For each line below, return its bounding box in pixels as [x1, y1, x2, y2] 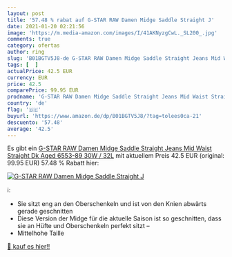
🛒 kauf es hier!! [7, 243, 50, 251]
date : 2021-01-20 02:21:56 [7, 23, 85, 30]
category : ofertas [7, 42, 60, 49]
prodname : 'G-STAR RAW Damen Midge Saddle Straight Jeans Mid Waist [7, 94, 209, 101]
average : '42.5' [7, 125, 54, 132]
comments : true [7, 36, 51, 43]
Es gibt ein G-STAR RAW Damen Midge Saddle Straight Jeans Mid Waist [7, 144, 212, 152]
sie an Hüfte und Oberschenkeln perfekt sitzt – [17, 222, 150, 230]
